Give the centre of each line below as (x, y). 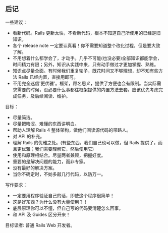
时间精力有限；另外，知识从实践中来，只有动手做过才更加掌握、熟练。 (86, 64)
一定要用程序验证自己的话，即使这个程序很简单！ (63, 195)
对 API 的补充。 (29, 136)
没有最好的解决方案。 (35, 167)
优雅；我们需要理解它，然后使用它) (58, 149)
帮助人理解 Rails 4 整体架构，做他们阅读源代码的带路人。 (72, 130)
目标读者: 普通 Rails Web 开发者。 (40, 225)
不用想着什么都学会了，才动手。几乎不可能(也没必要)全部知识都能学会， (87, 58)
